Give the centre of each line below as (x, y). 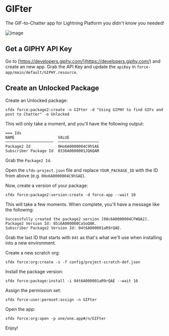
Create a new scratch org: (33, 252)
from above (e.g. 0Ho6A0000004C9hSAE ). (45, 175)
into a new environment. (31, 243)
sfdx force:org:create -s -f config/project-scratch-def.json (73, 262)
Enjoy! (12, 328)
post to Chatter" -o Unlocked (38, 114)
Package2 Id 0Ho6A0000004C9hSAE (52, 146)
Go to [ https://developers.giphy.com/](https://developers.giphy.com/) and (83, 61)
